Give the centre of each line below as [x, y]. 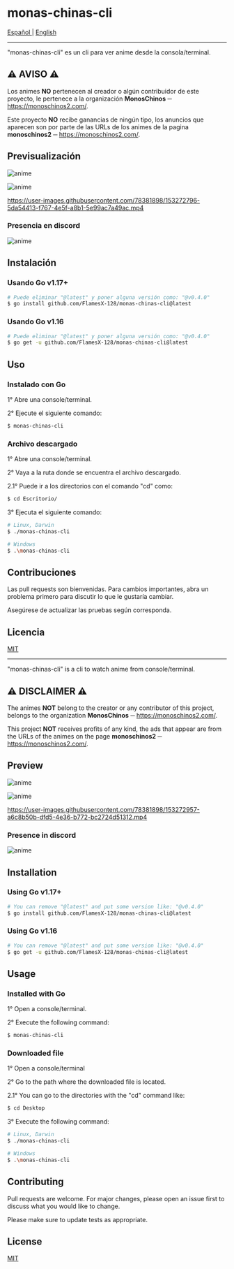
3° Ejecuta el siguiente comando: [55, 512]
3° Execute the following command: [58, 1122]
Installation [32, 872]
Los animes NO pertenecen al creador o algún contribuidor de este [103, 91]
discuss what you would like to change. [64, 1206]
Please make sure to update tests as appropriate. [78, 1219]
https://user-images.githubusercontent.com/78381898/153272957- [104, 809]
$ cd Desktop [26, 1108]
